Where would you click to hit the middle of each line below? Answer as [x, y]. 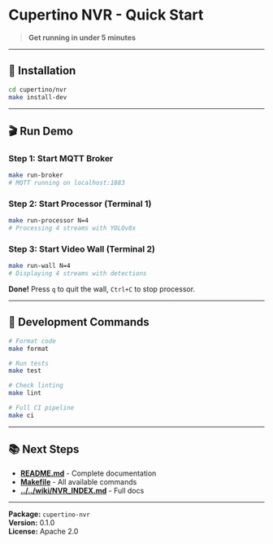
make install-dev [38, 97]
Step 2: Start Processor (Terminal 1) [80, 204]
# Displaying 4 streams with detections [78, 274]
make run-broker [36, 175]
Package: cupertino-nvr [50, 514]
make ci [22, 415]
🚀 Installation [42, 71]
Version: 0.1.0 [32, 522]
